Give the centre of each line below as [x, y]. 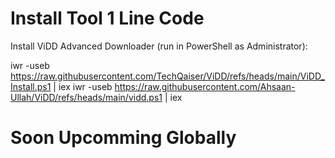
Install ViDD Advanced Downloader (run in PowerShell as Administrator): [159, 46]
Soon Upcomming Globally [123, 138]
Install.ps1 [31, 86]
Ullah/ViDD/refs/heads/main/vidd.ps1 [86, 97]
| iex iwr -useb [83, 86]
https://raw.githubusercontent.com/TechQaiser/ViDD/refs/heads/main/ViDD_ [167, 76]
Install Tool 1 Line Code [107, 18]
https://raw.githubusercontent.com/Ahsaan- [205, 86]
